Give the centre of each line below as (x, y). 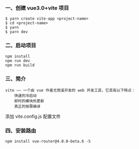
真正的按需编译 (27, 106)
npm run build (20, 65)
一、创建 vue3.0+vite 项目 (37, 8)
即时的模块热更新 (29, 101)
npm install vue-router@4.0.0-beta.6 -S (48, 141)
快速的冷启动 (25, 96)
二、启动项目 (21, 45)
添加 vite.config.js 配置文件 (33, 116)
